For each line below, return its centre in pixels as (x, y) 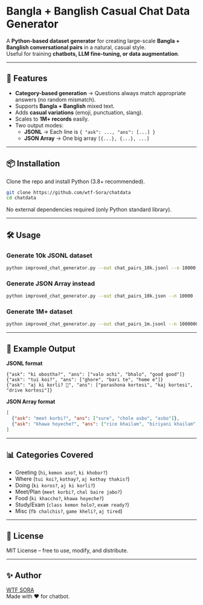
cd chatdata (21, 198)
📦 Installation (33, 164)
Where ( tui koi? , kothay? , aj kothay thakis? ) (72, 479)
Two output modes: (39, 125)
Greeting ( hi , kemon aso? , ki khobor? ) (61, 473)
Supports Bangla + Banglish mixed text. (65, 106)
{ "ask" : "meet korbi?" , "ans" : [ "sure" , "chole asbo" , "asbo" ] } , (96, 418)
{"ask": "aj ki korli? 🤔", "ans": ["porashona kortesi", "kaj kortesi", (100, 385)
